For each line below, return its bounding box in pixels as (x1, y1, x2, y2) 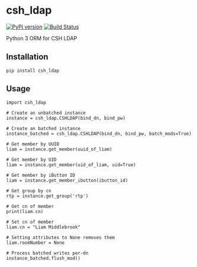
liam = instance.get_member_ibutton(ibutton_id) (6, 177, 128, 183)
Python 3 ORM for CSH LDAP (6, 34, 77, 42)
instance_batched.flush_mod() (6, 255, 81, 261)
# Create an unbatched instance (6, 110, 86, 116)
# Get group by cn (6, 187, 51, 193)
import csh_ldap (6, 99, 46, 106)
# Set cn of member (6, 219, 54, 225)
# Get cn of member (6, 203, 54, 209)
